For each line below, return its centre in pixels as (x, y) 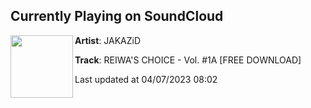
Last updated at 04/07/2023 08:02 (146, 79)
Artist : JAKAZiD (108, 40)
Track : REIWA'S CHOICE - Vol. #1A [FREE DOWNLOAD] (188, 60)
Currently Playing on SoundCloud (117, 16)
